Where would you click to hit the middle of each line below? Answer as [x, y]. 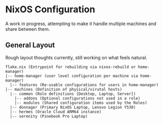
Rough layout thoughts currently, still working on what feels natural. [76, 57]
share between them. [28, 29]
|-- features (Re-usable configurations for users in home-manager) [84, 85]
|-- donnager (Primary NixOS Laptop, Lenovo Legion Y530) [73, 107]
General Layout [30, 45]
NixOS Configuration [50, 9]
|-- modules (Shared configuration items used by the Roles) [81, 103]
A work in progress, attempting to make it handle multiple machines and [81, 24]
